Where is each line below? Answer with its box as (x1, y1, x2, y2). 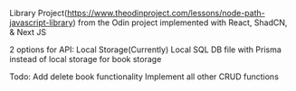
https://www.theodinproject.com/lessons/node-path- (66, 8, 265, 18)
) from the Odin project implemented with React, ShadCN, (72, 17, 288, 28)
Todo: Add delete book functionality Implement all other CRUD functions (9, 71, 279, 82)
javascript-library (9, 17, 74, 28)
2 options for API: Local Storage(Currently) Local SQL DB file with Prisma (9, 44, 282, 55)
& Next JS (9, 27, 47, 37)
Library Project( (9, 8, 68, 18)
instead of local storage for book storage (9, 54, 162, 64)
